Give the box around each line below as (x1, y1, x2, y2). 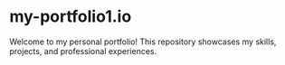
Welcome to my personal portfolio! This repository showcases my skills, (9, 36, 277, 47)
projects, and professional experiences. (9, 45, 157, 56)
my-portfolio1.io (9, 6, 132, 27)
